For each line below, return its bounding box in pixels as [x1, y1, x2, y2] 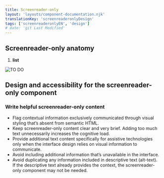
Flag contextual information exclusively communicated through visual [12, 115, 154, 121]
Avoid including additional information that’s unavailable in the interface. [12, 151, 160, 157]
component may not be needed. [22, 167, 88, 173]
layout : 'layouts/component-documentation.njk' [5, 12, 106, 17]
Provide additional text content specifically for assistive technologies [12, 135, 153, 141]
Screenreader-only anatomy [5, 44, 95, 52]
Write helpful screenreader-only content [5, 103, 105, 110]
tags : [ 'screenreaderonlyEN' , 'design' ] [5, 21, 90, 26]
